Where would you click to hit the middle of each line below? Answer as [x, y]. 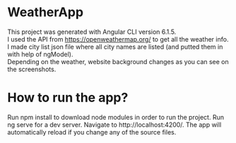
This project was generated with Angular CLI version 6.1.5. [92, 32]
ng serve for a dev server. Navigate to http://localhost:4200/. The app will [114, 125]
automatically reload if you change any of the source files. [92, 132]
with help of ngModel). [40, 54]
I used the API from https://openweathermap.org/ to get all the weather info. [118, 39]
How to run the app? [68, 98]
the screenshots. [32, 69]
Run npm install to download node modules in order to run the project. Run [116, 117]
